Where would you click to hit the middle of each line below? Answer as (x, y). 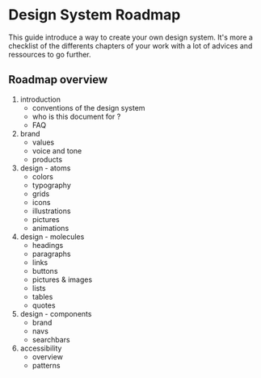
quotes (44, 305)
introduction (40, 99)
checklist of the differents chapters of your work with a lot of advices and (130, 45)
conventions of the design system (88, 107)
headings (48, 245)
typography (51, 185)
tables (42, 296)
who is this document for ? (76, 116)
